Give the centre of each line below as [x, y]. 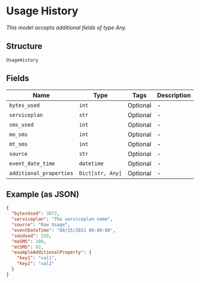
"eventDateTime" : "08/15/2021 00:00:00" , [64, 230]
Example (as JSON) [43, 194]
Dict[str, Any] [100, 173]
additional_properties [41, 173]
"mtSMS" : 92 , [28, 247]
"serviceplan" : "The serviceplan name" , [62, 219]
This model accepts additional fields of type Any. [66, 27]
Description [174, 95]
